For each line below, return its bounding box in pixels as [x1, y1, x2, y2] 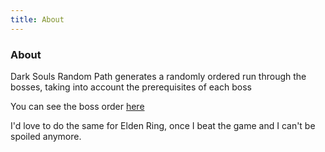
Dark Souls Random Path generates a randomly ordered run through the [10, 70, 307, 82]
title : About [10, 14, 65, 25]
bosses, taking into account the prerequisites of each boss [10, 81, 252, 93]
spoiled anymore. [10, 130, 82, 142]
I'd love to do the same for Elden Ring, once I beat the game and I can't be [10, 119, 316, 131]
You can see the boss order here [10, 100, 145, 112]
